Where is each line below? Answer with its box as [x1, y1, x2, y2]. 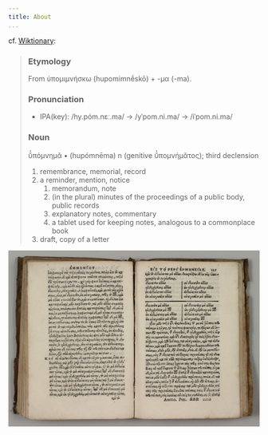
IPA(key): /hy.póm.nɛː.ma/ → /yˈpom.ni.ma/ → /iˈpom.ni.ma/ [39, 112, 233, 121]
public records [51, 200, 100, 210]
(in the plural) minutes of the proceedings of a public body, [51, 192, 246, 201]
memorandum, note [51, 184, 117, 193]
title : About [8, 13, 52, 21]
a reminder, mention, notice [39, 175, 130, 184]
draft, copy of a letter [39, 234, 110, 243]
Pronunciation [27, 93, 85, 105]
